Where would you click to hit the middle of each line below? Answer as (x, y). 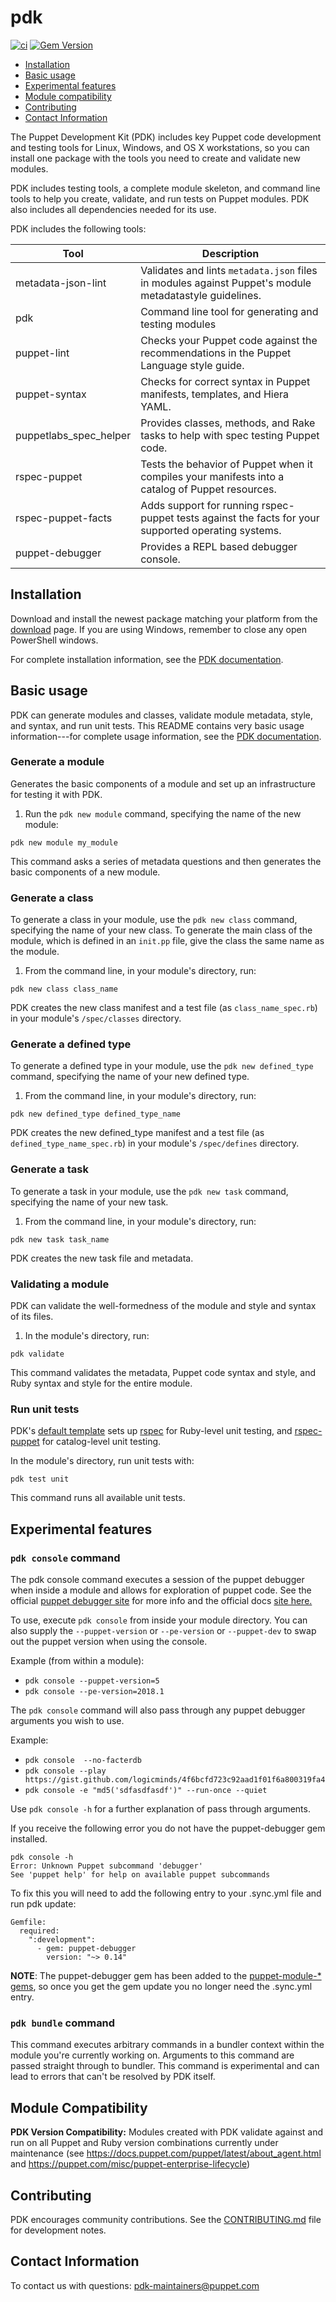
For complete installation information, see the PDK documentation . (147, 659)
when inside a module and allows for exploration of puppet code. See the (161, 1590)
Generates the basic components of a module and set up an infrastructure (163, 783)
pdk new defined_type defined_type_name (96, 1114)
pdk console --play (65, 1771)
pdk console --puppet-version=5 (92, 1681)
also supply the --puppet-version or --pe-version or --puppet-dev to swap (163, 1631)
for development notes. (58, 2230)
